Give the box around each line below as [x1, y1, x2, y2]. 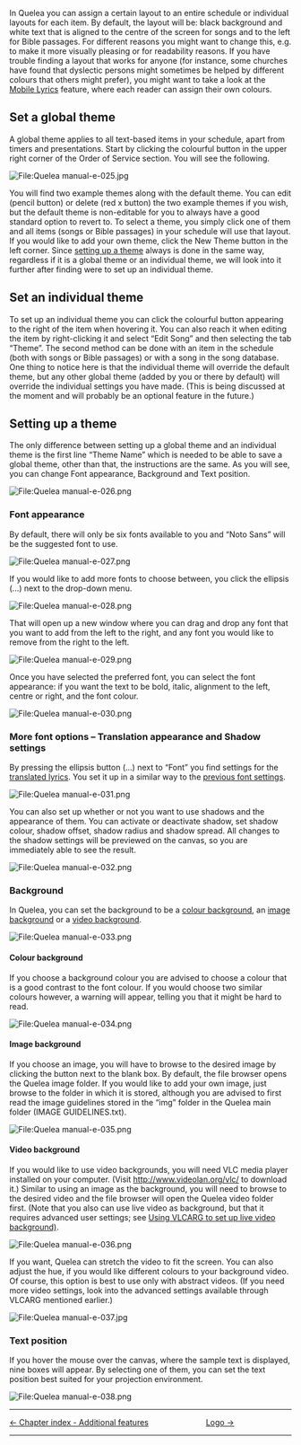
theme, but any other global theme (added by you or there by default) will [9, 371, 280, 382]
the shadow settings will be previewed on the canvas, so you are [9, 835, 248, 846]
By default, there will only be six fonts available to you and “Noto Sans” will [9, 529, 286, 540]
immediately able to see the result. [9, 844, 137, 856]
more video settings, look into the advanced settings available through [9, 1284, 269, 1296]
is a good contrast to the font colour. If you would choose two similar [9, 982, 262, 992]
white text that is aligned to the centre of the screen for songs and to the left [9, 27, 291, 37]
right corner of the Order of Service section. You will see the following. [9, 153, 271, 163]
